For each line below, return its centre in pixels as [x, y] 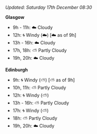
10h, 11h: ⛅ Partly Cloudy [39, 88]
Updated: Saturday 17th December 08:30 [49, 7]
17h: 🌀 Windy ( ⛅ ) [31, 111]
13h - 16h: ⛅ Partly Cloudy [41, 103]
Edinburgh [17, 70]
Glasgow [15, 17]
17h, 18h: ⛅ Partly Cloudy [40, 50]
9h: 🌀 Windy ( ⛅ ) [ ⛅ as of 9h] [44, 80]
